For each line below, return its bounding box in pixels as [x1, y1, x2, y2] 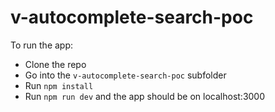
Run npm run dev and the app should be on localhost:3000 [24, 90, 266, 102]
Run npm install [24, 79, 94, 91]
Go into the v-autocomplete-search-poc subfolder [24, 69, 227, 81]
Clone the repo [24, 58, 87, 70]
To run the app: [10, 39, 74, 51]
